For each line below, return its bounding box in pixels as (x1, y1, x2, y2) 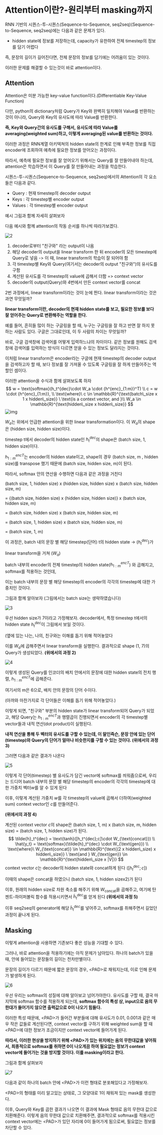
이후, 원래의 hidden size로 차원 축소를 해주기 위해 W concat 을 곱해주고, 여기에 (5, 886, 151, 893)
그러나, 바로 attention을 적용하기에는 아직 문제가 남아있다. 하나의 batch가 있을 (5, 950, 153, 956)
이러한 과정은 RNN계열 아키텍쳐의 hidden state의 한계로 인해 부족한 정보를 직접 (5, 141, 156, 146)
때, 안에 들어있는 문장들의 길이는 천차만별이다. (5, 956, 92, 962)
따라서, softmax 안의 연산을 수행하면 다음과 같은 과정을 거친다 (5, 471, 123, 477)
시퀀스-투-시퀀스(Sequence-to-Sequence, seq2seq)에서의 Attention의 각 (5, 174, 148, 180)
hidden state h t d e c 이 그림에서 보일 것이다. (5, 621, 85, 628)
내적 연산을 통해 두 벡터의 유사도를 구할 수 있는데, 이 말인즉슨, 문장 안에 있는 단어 (5, 731, 155, 737)
